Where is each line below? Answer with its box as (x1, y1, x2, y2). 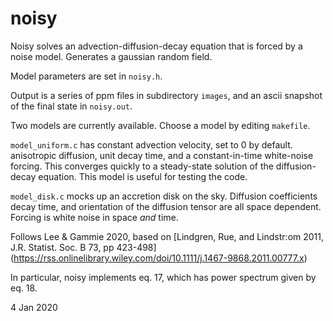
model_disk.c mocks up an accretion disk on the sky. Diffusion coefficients (10, 190, 318, 202)
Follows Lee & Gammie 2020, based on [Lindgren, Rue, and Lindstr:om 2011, (10, 230, 325, 242)
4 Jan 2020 (10, 301, 58, 313)
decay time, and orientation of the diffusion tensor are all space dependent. (10, 200, 322, 212)
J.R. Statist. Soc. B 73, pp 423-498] (10, 241, 157, 253)
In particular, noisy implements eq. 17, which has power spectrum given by (10, 271, 317, 283)
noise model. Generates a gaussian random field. (10, 50, 213, 62)
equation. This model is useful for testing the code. (38, 170, 248, 182)
